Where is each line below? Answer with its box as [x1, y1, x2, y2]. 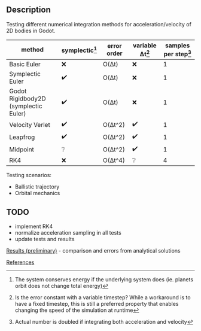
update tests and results [14, 235, 75, 242]
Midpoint [9, 145, 35, 153]
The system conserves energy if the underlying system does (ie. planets [14, 275, 193, 283]
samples [165, 41, 190, 50]
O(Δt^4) [102, 156, 126, 165]
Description [6, 5, 51, 15]
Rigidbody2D [9, 95, 46, 103]
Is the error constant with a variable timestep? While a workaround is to [14, 293, 191, 301]
